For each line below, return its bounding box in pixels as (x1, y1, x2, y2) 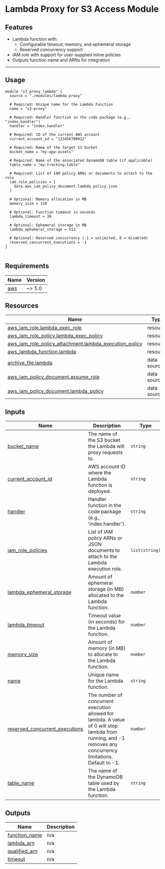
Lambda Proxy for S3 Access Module (5, 3, 159, 15)
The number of (88, 692, 123, 699)
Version (26, 276, 45, 283)
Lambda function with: (12, 36, 58, 42)
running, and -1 (88, 735, 125, 742)
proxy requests (88, 449, 123, 456)
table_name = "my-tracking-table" (9, 162, 80, 167)
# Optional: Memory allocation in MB (9, 197, 87, 201)
